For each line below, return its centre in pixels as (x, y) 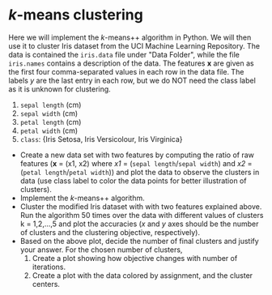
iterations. (49, 267)
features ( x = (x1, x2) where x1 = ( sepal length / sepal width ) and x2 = (136, 163)
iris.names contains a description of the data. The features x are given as (131, 63)
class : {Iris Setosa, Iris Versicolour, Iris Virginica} (102, 139)
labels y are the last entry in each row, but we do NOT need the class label (132, 80)
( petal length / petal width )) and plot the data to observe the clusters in (140, 172)
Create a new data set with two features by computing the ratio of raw (137, 155)
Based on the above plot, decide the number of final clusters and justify (139, 241)
